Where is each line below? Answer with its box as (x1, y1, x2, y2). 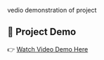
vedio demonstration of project (7, 6, 97, 14)
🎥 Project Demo (7, 26, 77, 38)
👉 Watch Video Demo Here (7, 45, 89, 53)
